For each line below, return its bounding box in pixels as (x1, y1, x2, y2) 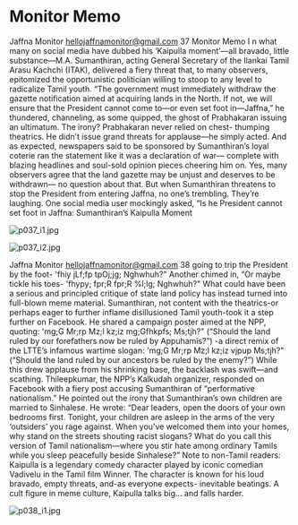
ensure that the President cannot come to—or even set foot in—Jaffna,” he (9, 102, 285, 113)
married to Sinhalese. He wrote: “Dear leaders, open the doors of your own (9, 401, 286, 413)
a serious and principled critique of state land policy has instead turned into (9, 288, 288, 298)
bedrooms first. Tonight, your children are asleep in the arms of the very (9, 411, 275, 422)
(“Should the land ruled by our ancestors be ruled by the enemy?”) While (9, 354, 277, 365)
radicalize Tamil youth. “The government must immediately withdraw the (9, 83, 277, 94)
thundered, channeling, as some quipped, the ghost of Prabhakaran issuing (9, 112, 287, 123)
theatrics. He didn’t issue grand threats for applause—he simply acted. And (9, 131, 287, 142)
